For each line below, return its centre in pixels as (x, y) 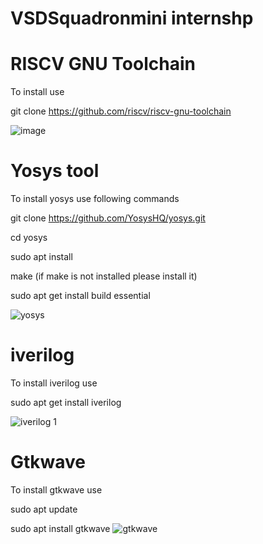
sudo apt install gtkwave (60, 528)
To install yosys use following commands (95, 199)
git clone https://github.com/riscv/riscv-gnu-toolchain (121, 111)
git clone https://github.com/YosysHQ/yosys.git (108, 218)
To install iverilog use (54, 383)
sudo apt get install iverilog (66, 402)
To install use (37, 92)
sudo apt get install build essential (80, 296)
